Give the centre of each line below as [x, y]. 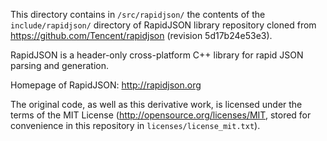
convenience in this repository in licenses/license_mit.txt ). [135, 125]
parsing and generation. [60, 65]
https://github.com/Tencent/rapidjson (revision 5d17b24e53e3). [141, 35]
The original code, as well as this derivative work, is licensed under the [156, 104]
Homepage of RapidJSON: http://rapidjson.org [106, 85]
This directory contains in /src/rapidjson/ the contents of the [138, 14]
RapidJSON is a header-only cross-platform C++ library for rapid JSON [157, 55]
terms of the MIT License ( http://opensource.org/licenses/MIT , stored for [161, 115]
